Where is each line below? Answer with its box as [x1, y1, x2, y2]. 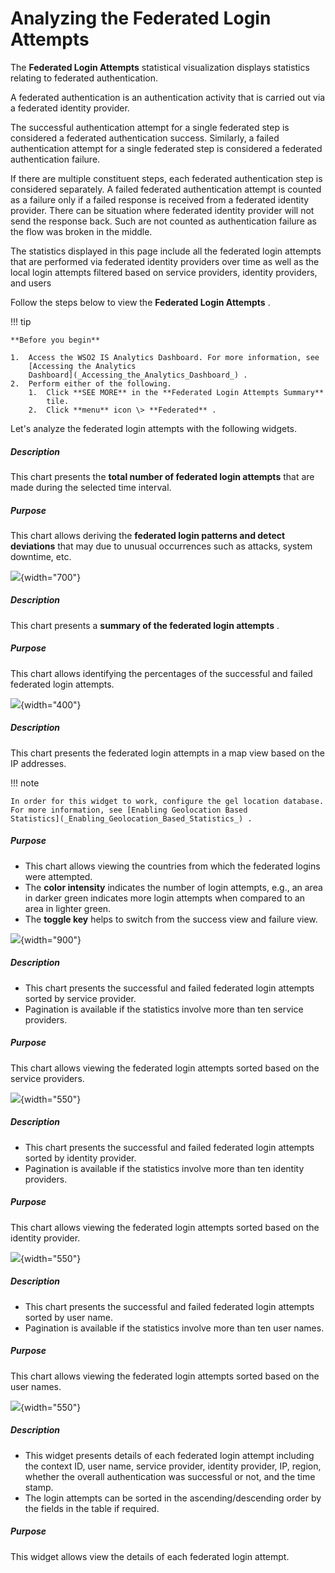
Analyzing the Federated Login [10, 7, 272, 30]
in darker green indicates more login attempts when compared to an [24, 892, 306, 904]
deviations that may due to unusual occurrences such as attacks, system [10, 540, 313, 552]
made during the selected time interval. [10, 481, 172, 493]
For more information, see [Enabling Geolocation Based [10, 805, 248, 815]
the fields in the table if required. [24, 1502, 160, 1514]
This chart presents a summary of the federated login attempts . [10, 619, 280, 631]
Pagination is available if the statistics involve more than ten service [24, 1003, 304, 1015]
